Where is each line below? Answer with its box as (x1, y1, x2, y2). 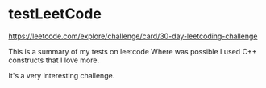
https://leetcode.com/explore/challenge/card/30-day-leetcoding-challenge (8, 31, 258, 41)
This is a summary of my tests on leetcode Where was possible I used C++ (8, 46, 257, 56)
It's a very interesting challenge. (8, 70, 115, 80)
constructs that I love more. (8, 55, 99, 65)
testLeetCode (8, 5, 102, 23)
